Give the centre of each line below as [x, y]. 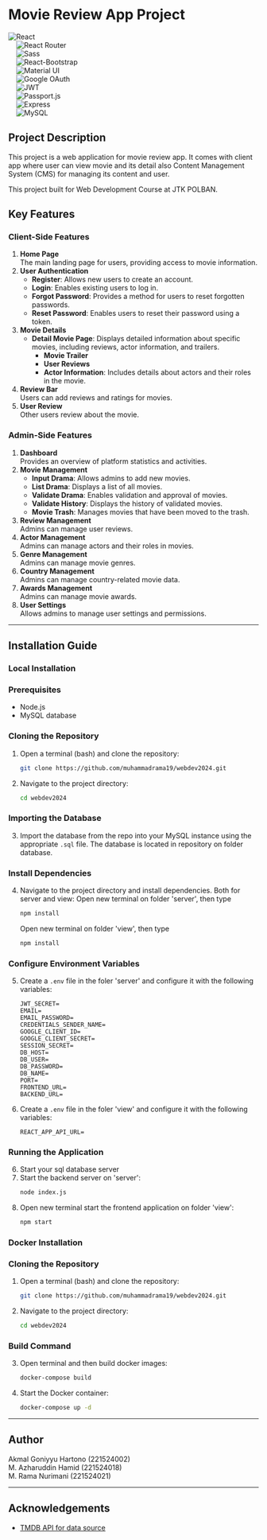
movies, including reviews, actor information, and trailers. [126, 347]
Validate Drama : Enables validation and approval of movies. [130, 495]
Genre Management [53, 554]
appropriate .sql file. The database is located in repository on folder [132, 844]
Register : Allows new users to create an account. [112, 279]
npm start [36, 1223]
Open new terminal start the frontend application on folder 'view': [127, 1207]
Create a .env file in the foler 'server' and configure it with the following [137, 981]
